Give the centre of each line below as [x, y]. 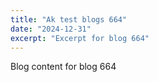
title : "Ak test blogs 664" [69, 19]
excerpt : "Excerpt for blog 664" [80, 38]
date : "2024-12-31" [51, 29]
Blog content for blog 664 [63, 67]
